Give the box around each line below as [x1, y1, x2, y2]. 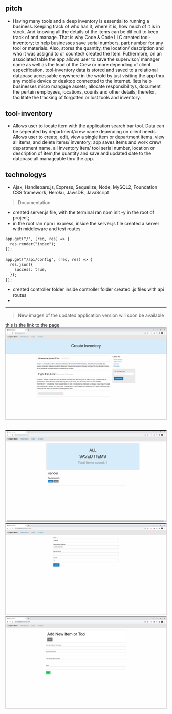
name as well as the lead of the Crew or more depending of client [12, 61, 151, 67]
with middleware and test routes [12, 226, 81, 232]
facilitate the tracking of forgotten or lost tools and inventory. [12, 94, 141, 100]
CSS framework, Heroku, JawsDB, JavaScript [12, 190, 109, 196]
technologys [5, 171, 47, 179]
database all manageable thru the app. [12, 155, 94, 161]
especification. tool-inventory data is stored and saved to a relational [12, 67, 158, 73]
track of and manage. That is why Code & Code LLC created [12, 34, 140, 40]
